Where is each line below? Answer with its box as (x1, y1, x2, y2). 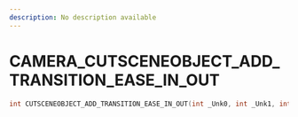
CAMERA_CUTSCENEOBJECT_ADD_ (9, 51, 280, 71)
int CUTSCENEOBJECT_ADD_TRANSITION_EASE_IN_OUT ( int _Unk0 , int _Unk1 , (9, 99, 276, 108)
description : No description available (9, 12, 157, 22)
